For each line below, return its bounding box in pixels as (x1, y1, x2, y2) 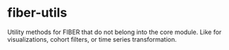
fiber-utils (7, 5, 68, 21)
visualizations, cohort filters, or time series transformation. (7, 35, 178, 43)
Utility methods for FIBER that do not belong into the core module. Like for (7, 28, 222, 36)
